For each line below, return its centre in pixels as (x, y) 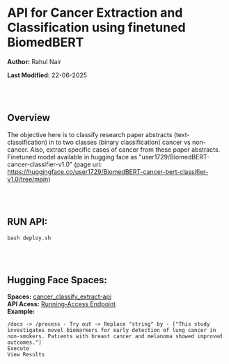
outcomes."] (24, 342)
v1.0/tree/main (28, 179)
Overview (29, 118)
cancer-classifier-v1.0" (40, 164)
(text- (182, 134)
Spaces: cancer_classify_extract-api (60, 296)
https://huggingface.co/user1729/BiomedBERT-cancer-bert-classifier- (108, 171)
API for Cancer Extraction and (95, 13)
